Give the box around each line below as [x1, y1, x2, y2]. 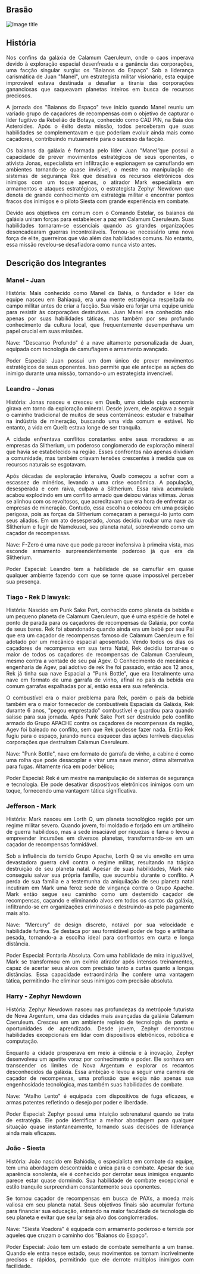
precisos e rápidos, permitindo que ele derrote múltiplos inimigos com [6, 1255, 194, 1263]
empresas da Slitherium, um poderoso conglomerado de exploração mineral [6, 441, 194, 449]
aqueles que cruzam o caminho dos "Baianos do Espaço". [6, 1232, 148, 1239]
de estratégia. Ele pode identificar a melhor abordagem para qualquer [6, 1116, 194, 1123]
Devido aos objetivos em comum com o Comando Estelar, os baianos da [6, 209, 194, 216]
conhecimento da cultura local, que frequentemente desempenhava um [6, 321, 194, 329]
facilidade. [6, 1262, 32, 1269]
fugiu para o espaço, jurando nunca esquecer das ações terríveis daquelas [6, 732, 194, 739]
